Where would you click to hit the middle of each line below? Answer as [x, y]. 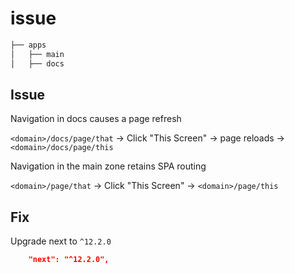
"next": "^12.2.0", [69, 260]
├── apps [28, 45]
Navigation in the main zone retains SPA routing [108, 166]
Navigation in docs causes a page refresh [96, 119]
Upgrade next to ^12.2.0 [61, 241]
